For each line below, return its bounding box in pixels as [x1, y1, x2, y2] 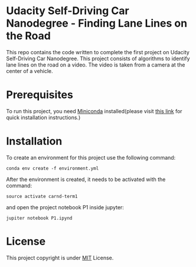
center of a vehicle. [6, 67, 53, 74]
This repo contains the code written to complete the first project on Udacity [6, 48, 190, 55]
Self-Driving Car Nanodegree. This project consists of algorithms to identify [6, 55, 190, 62]
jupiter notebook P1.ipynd [6, 215, 73, 221]
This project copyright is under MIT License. [6, 254, 114, 261]
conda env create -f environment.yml [6, 165, 99, 172]
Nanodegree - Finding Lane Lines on [6, 17, 188, 30]
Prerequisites [6, 88, 74, 101]
